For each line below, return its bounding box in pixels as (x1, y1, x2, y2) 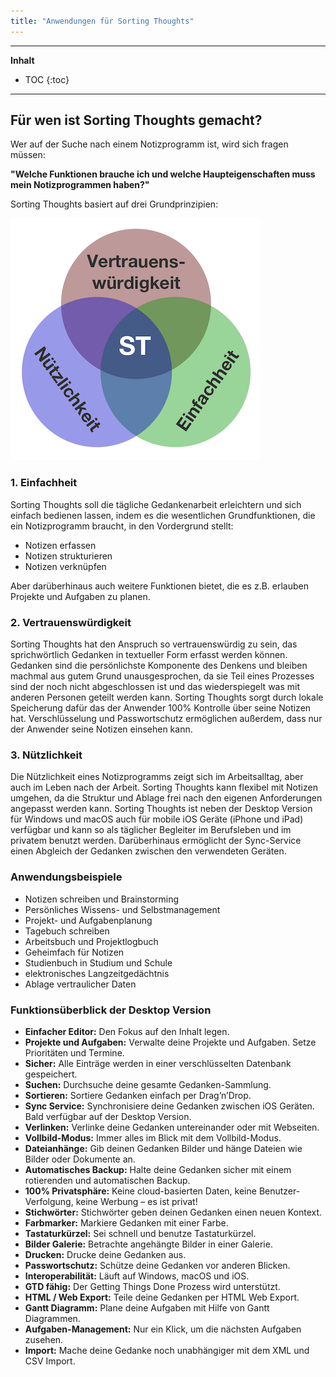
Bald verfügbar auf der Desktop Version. (24, 1110, 192, 1122)
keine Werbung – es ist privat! (75, 1195, 198, 1207)
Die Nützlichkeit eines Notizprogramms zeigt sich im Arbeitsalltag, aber (10, 771, 304, 783)
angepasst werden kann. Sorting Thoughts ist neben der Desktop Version (10, 803, 313, 815)
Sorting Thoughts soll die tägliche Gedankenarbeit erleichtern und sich (10, 498, 302, 510)
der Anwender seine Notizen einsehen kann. (10, 723, 193, 735)
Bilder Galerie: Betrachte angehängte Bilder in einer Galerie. (24, 1238, 273, 1250)
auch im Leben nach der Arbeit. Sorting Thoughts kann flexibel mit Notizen (10, 781, 318, 794)
